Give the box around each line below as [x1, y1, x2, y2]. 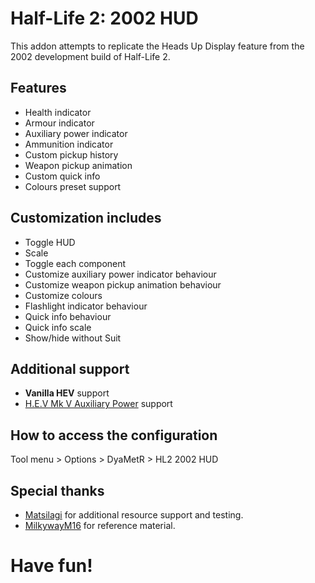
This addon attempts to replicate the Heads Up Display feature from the [10, 40, 305, 52]
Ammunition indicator [24, 138, 114, 150]
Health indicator [24, 106, 92, 118]
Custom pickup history [24, 148, 119, 161]
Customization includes [10, 210, 162, 227]
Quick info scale [24, 321, 92, 333]
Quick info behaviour [24, 310, 112, 322]
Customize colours [24, 289, 103, 301]
